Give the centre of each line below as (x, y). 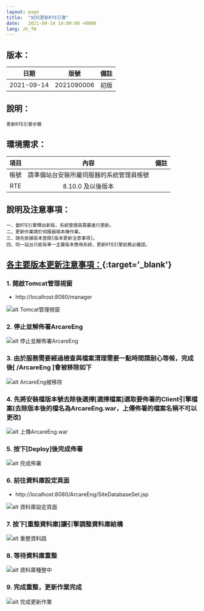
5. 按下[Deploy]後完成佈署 (45, 449)
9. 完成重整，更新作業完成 (44, 587)
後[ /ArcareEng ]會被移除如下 (49, 367)
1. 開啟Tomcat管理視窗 (39, 283)
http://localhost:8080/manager (54, 297)
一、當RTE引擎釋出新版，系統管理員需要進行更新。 (60, 225)
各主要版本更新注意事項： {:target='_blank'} (89, 265)
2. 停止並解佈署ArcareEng (45, 327)
